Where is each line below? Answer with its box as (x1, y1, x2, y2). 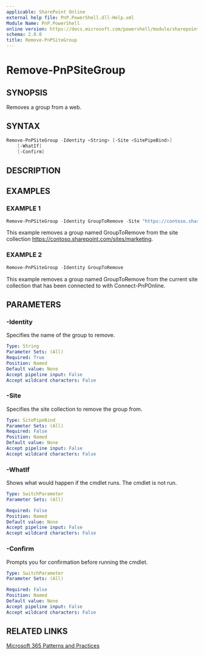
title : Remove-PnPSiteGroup (6, 37, 78, 43)
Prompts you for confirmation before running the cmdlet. (6, 558, 148, 566)
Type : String (6, 343, 39, 349)
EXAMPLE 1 (6, 204, 41, 213)
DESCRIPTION (6, 165, 61, 176)
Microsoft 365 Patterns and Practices (6, 642, 100, 650)
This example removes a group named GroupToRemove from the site (6, 229, 178, 236)
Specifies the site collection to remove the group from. (6, 405, 143, 413)
